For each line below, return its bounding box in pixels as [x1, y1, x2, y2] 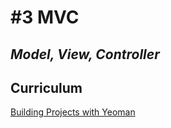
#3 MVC [10, 6, 80, 29]
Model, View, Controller [10, 46, 160, 63]
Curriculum [10, 79, 83, 96]
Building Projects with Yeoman [10, 106, 136, 118]
